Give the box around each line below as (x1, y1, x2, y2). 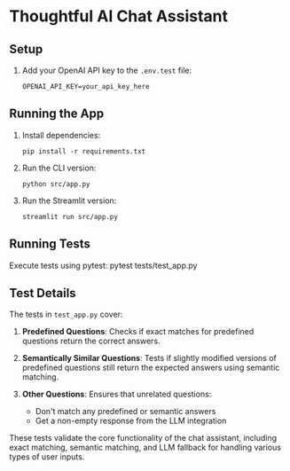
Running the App (9, 106, 105, 122)
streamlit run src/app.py (21, 212, 118, 221)
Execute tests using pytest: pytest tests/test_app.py (9, 260, 198, 271)
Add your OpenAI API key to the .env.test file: (21, 65, 192, 75)
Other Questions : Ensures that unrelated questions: (21, 389, 212, 400)
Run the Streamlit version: (21, 195, 117, 206)
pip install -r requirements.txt (21, 146, 146, 156)
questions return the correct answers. (21, 335, 161, 347)
